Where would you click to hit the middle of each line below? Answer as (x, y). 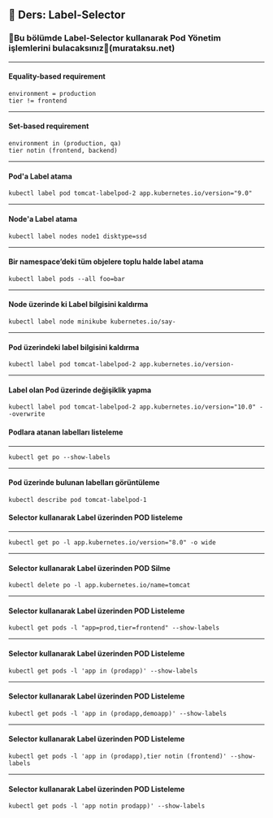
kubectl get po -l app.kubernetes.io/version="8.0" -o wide (113, 542)
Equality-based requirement (57, 76)
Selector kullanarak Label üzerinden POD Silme (89, 568)
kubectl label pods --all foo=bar (67, 279)
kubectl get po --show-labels (60, 457)
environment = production (52, 93)
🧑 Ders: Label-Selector (67, 15)
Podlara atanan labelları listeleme (66, 432)
